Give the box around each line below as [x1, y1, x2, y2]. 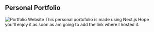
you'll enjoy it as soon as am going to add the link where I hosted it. [5, 21, 140, 27]
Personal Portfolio [5, 4, 61, 12]
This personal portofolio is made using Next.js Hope [45, 16, 149, 22]
